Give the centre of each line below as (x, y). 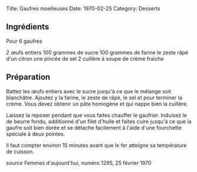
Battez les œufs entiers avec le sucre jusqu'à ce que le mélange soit (89, 91)
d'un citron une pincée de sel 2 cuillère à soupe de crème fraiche (85, 59)
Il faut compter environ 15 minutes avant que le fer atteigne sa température (96, 145)
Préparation (28, 77)
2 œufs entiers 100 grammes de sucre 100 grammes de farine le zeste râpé (97, 52)
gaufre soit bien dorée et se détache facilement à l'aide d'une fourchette (94, 127)
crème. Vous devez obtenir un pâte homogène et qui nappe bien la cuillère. (97, 104)
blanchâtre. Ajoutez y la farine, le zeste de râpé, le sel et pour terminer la (94, 97)
